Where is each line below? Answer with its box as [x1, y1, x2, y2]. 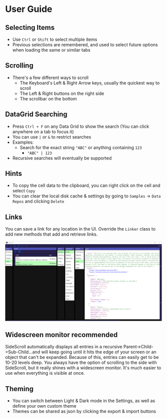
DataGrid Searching [5, 110, 68, 119]
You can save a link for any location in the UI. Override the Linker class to [5, 226, 156, 232]
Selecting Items [5, 23, 55, 32]
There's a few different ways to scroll [12, 75, 88, 81]
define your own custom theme [12, 403, 77, 409]
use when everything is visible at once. [5, 370, 85, 376]
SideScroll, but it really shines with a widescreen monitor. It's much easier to [5, 365, 162, 371]
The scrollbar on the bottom [19, 95, 77, 101]
